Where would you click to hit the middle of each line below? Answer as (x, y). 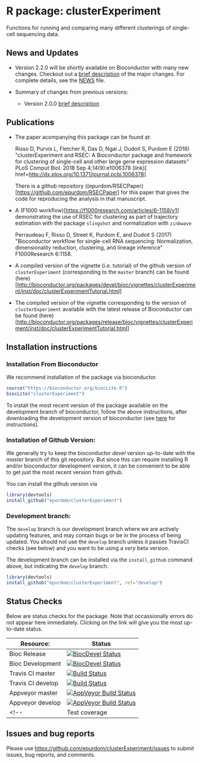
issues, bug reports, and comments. (51, 754)
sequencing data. (38, 34)
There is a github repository (49, 186)
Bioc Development (35, 664)
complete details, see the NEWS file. (60, 80)
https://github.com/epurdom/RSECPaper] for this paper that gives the (103, 192)
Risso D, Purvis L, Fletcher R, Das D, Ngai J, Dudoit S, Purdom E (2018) (102, 148)
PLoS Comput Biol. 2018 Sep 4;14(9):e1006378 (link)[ (81, 168)
